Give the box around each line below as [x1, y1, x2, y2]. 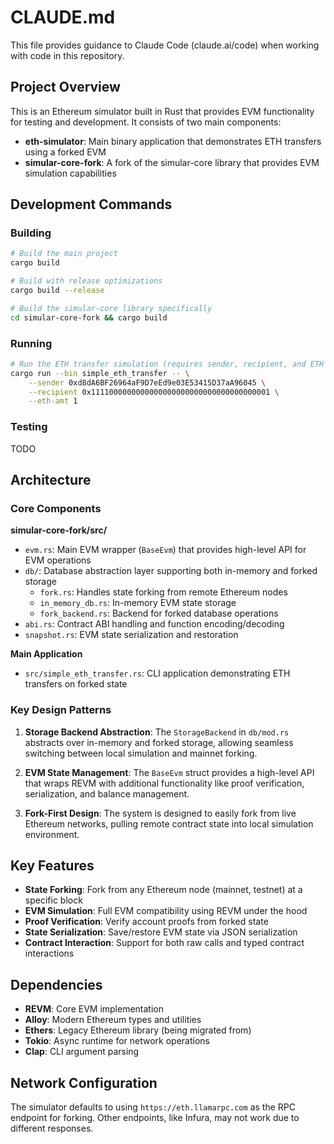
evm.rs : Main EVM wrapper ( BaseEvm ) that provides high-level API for [24, 544, 307, 556]
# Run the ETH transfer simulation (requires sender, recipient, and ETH [10, 359, 325, 369]
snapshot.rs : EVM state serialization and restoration [24, 629, 239, 641]
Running [10, 336, 53, 350]
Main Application [10, 648, 83, 660]
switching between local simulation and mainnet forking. [24, 747, 258, 759]
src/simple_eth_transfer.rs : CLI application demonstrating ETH [24, 667, 291, 680]
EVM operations [24, 554, 92, 566]
